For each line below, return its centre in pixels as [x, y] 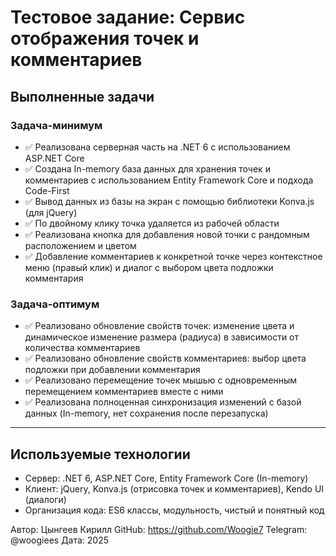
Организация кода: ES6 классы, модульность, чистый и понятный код [174, 510]
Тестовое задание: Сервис [128, 17]
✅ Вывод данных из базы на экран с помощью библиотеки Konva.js [169, 201]
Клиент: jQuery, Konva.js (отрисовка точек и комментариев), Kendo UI [174, 488]
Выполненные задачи [82, 96]
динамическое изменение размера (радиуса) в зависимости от [162, 337]
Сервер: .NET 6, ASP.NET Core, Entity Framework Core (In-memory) [166, 478]
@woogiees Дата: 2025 [60, 540]
